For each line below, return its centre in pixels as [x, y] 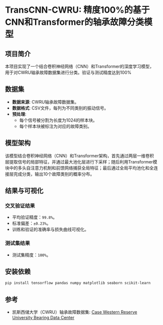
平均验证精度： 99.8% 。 [34, 217]
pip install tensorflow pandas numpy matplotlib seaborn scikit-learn [78, 283]
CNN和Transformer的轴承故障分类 [74, 22]
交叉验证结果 [20, 206]
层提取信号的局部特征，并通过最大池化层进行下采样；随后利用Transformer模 [81, 162]
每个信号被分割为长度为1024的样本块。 [58, 120]
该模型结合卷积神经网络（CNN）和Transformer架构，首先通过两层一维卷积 [80, 156]
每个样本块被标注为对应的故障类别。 [56, 126]
